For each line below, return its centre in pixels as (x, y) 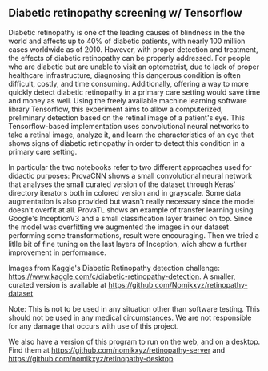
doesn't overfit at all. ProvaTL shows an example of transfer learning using (131, 210)
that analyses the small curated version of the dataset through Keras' (122, 184)
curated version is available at (58, 284)
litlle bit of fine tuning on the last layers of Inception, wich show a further (128, 244)
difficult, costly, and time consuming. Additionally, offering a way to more (129, 83)
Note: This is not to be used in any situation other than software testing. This (134, 308)
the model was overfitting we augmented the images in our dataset (119, 227)
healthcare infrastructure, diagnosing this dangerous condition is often (125, 75)
